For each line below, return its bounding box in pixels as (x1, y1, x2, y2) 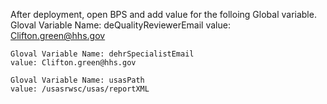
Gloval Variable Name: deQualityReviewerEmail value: (10, 19, 231, 31)
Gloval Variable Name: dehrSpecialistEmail (10, 49, 195, 59)
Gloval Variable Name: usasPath (10, 75, 145, 85)
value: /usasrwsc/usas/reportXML (10, 84, 150, 94)
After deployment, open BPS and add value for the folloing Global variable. (10, 9, 317, 20)
